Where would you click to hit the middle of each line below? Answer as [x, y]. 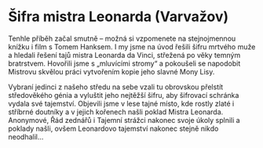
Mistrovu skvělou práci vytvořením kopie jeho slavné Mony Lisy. [111, 71]
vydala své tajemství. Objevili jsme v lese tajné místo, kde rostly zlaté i [121, 103]
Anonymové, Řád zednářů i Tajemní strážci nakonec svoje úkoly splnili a [124, 120]
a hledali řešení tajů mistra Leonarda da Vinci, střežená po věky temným [124, 55]
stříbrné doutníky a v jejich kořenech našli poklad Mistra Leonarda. [116, 112]
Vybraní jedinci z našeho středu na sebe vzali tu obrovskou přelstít [116, 87]
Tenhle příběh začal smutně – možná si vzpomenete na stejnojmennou [122, 38]
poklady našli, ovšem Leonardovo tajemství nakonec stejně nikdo [113, 128]
